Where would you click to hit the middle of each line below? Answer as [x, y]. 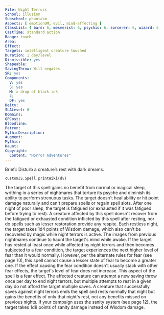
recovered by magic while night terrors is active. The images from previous [81, 234]
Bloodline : [16, 123]
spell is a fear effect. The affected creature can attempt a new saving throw [81, 276]
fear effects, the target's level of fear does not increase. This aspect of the [80, 270]
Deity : [12, 105]
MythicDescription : [25, 133]
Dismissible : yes [23, 60]
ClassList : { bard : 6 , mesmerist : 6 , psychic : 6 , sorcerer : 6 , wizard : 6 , [83, 28]
